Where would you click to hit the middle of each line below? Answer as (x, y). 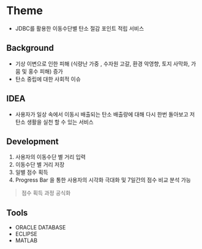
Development (33, 141)
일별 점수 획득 (32, 172)
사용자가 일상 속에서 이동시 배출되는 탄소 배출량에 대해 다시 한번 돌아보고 (102, 114)
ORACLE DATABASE (40, 228)
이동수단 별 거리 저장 (40, 165)
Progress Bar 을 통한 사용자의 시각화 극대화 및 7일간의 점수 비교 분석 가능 (103, 180)
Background (30, 48)
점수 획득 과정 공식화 (46, 193)
